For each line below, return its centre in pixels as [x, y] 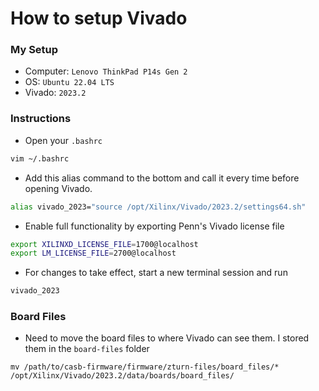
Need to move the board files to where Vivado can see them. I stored [167, 338]
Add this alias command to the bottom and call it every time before [162, 178]
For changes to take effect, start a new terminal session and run [156, 273]
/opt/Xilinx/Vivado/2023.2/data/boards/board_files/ [122, 376]
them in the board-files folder [87, 349]
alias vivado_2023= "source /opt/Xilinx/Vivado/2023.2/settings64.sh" [158, 207]
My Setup [34, 50]
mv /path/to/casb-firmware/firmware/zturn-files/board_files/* [145, 367]
